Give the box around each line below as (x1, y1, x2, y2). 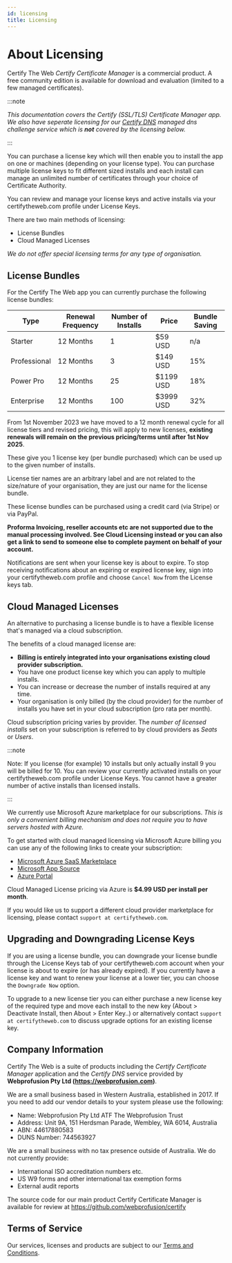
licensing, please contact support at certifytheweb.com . (7, 913, 168, 921)
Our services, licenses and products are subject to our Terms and (7, 1241, 194, 1249)
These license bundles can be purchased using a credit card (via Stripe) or (7, 503, 220, 511)
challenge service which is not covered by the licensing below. (7, 125, 186, 133)
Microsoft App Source (17, 865, 80, 873)
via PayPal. (7, 509, 39, 518)
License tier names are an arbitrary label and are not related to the (7, 474, 195, 483)
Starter (10, 337, 33, 346)
